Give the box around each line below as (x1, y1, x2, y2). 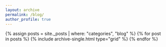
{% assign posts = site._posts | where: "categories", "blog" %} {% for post (5, 31, 161, 37)
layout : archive (5, 7, 40, 13)
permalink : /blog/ (5, 12, 44, 17)
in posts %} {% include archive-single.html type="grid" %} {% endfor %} (5, 36, 158, 42)
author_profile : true (5, 17, 51, 22)
